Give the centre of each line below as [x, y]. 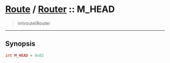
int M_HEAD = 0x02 [25, 55]
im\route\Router [34, 23]
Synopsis [20, 44]
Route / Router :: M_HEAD [60, 9]
